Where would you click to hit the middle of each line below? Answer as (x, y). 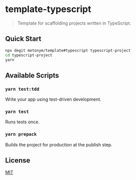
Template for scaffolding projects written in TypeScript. (74, 23)
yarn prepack (21, 134)
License (18, 161)
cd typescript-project (29, 55)
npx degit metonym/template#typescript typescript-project (68, 50)
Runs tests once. (22, 122)
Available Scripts (32, 75)
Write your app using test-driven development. (53, 99)
